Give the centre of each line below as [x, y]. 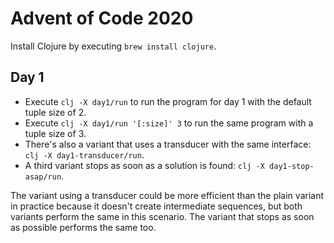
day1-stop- [292, 166]
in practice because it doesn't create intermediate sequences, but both [156, 206]
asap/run [43, 177]
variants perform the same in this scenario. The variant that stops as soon [162, 216]
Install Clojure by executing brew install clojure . [113, 46]
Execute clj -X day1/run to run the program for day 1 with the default [168, 101]
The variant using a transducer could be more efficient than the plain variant [167, 195]
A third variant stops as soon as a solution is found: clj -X [144, 165]
